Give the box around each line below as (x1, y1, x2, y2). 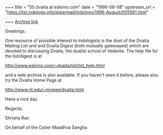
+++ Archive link (5, 19, 38, 24)
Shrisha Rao (5, 115, 29, 121)
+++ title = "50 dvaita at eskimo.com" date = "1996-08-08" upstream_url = (5, 4, 156, 10)
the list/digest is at (5, 53, 42, 59)
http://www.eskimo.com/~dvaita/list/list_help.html (5, 63, 105, 68)
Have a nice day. (5, 96, 38, 102)
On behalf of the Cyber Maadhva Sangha (5, 124, 88, 130)
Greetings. (5, 28, 26, 34)
